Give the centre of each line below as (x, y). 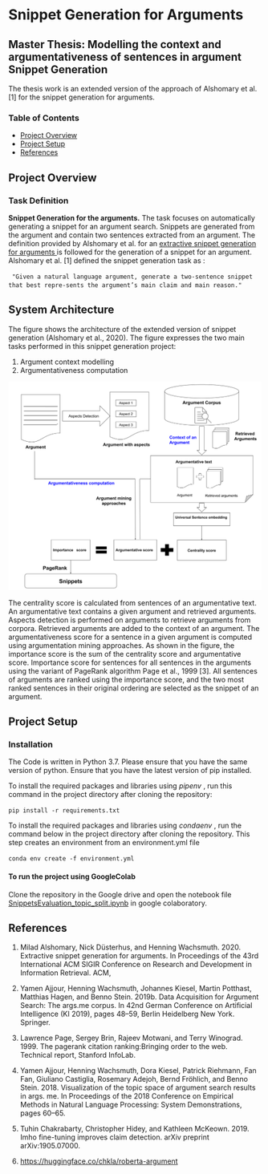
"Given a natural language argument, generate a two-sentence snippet (132, 277)
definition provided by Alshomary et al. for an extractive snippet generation (132, 243)
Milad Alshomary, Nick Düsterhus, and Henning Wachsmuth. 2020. (130, 947)
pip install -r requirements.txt (64, 811)
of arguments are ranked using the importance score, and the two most (126, 679)
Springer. (35, 1022)
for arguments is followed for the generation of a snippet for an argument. (130, 252)
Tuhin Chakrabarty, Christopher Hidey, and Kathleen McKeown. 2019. (135, 1129)
